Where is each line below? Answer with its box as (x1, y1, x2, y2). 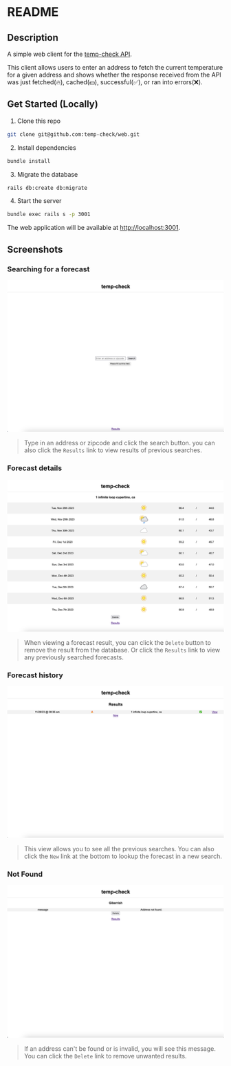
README (7, 4, 59, 20)
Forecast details (7, 463, 63, 473)
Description (7, 32, 58, 43)
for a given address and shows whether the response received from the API (7, 70, 221, 79)
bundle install (7, 157, 51, 164)
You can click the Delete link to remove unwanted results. (23, 1052, 187, 1060)
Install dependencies (16, 143, 77, 152)
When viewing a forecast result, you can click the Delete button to (23, 638, 212, 646)
